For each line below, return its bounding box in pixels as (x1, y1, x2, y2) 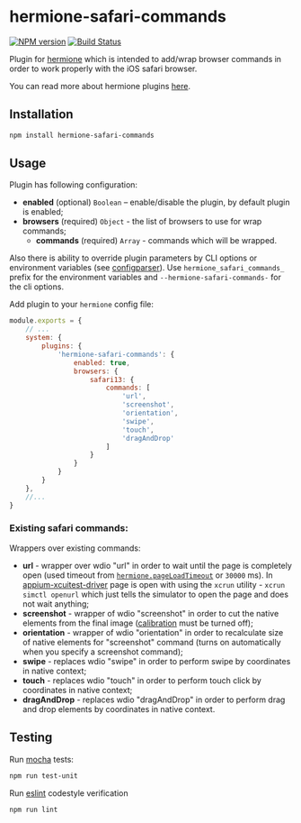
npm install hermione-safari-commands (9, 131, 155, 140)
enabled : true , (73, 358, 130, 367)
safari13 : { (89, 375, 135, 384)
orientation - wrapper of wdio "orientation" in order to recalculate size (22, 626, 284, 637)
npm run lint (9, 805, 58, 814)
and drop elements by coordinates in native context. (22, 703, 216, 714)
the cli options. (9, 281, 65, 292)
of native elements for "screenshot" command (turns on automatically (22, 636, 281, 647)
